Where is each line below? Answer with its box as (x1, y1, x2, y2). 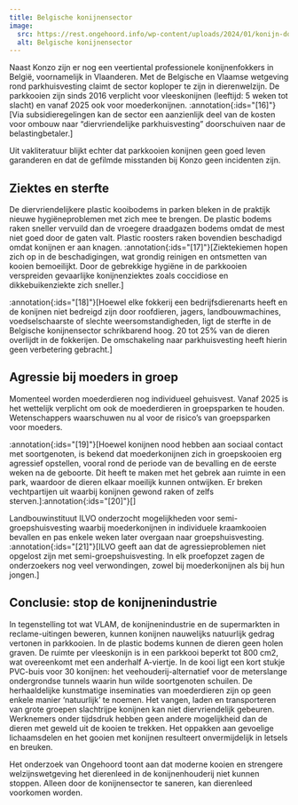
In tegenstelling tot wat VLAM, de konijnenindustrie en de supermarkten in (9, 618, 280, 629)
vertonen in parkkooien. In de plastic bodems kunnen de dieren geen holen (9, 637, 284, 649)
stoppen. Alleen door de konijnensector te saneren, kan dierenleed (9, 777, 253, 788)
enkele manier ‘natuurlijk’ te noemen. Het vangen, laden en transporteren (9, 694, 277, 705)
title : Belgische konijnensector (9, 12, 133, 22)
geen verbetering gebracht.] (9, 344, 113, 355)
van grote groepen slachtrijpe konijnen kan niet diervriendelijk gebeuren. (9, 704, 275, 714)
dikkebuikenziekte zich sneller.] (9, 280, 124, 291)
